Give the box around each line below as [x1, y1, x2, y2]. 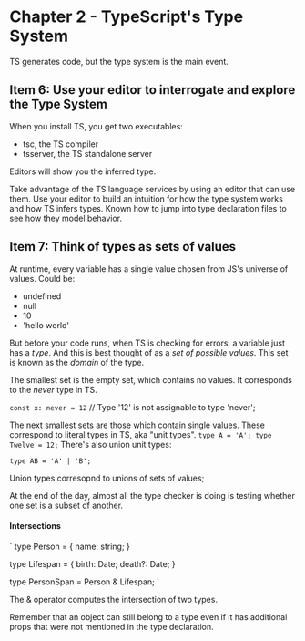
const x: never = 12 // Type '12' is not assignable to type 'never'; [9, 401, 256, 412]
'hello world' [22, 319, 70, 330]
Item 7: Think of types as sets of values [9, 239, 237, 254]
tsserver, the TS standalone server [22, 148, 153, 159]
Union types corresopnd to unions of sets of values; [9, 472, 205, 483]
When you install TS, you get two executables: [9, 120, 184, 131]
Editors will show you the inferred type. [9, 166, 157, 177]
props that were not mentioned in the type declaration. [9, 621, 214, 632]
